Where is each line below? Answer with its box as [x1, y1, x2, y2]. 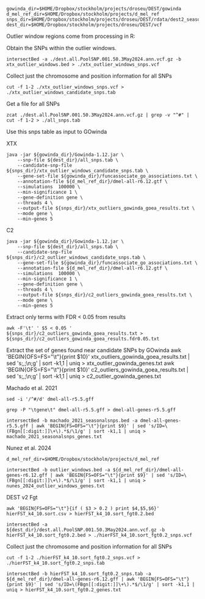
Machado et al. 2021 [6, 384, 58, 391]
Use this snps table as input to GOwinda [6, 128, 107, 135]
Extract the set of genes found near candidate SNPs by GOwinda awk [6, 347, 182, 354]
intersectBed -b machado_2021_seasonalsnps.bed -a [6, 417, 138, 424]
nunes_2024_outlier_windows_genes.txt [6, 483, 105, 489]
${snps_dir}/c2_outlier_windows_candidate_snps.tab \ [6, 254, 146, 260]
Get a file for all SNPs [6, 100, 60, 107]
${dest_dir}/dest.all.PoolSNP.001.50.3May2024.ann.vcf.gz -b [6, 527, 165, 533]
